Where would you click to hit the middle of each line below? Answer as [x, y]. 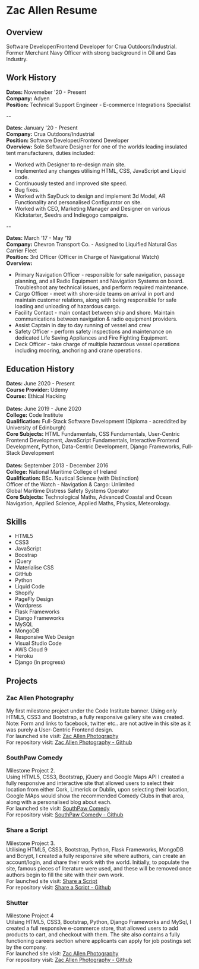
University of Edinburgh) [36, 427]
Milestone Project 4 [30, 916]
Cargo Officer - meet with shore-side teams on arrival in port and [94, 293]
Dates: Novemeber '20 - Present [46, 92]
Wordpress [28, 606]
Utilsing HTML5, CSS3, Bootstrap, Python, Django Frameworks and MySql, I [99, 922]
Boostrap [26, 555]
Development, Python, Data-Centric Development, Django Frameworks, [94, 446]
